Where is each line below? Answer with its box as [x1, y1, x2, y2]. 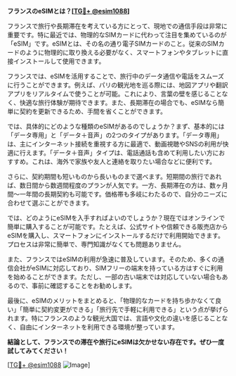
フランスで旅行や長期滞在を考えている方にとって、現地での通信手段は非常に [7, 22, 228, 30]
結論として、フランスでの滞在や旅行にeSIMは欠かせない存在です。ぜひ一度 [7, 338, 225, 346]
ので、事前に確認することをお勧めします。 [13, 282, 136, 289]
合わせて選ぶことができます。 [7, 199, 93, 207]
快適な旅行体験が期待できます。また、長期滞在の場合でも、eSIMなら [19, 99, 218, 106]
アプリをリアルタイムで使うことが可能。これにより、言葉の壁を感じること [7, 89, 223, 98]
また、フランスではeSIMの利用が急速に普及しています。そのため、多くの [7, 255, 218, 263]
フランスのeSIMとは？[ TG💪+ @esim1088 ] [7, 7, 130, 15]
